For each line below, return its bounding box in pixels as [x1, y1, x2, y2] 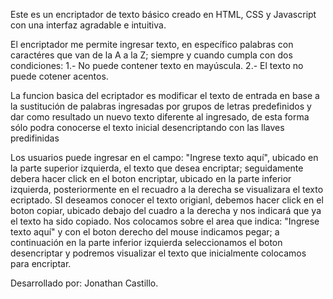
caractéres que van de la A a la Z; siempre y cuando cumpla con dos [10, 49, 293, 61]
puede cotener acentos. [10, 70, 109, 82]
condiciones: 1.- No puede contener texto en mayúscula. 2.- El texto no [10, 60, 304, 71]
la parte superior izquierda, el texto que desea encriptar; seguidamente [10, 162, 304, 174]
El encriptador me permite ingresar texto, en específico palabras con [10, 39, 294, 50]
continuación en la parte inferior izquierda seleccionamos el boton [10, 237, 283, 248]
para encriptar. [10, 258, 72, 269]
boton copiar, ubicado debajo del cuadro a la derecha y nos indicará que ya [10, 205, 322, 216]
